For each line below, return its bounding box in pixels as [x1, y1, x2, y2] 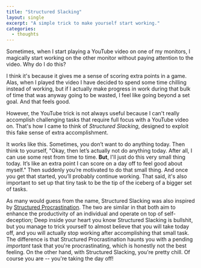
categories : [6, 25, 36, 32]
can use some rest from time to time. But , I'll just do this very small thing [6, 153, 185, 161]
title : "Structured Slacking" [6, 8, 82, 15]
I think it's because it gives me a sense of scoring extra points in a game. [6, 72, 187, 80]
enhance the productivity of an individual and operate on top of [6, 210, 164, 217]
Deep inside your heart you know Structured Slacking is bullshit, [34, 217, 193, 224]
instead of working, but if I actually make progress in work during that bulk [6, 85, 191, 92]
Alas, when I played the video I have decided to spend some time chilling [6, 79, 187, 86]
